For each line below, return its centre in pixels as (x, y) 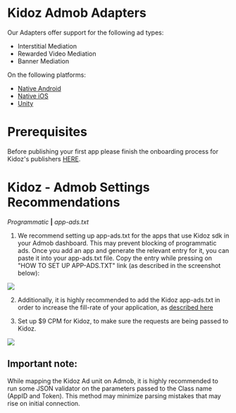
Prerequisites (48, 132)
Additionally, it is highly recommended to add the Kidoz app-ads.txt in (119, 300)
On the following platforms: (47, 75)
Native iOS (33, 96)
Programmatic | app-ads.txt (48, 222)
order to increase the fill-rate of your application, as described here (115, 307)
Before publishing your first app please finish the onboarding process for (113, 151)
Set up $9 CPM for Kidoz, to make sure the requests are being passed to (123, 321)
